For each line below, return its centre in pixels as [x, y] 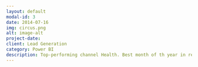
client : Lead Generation [37, 44]
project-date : [24, 38]
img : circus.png [26, 28]
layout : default [26, 11]
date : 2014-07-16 [27, 22]
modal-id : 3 [21, 17]
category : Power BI [30, 50]
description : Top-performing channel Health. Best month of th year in [96, 55]
